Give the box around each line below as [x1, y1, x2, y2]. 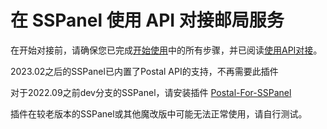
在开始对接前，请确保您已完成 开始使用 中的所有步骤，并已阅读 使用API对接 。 [10, 44, 323, 56]
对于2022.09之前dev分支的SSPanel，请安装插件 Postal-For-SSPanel [10, 86, 292, 98]
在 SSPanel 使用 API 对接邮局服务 [10, 9, 285, 32]
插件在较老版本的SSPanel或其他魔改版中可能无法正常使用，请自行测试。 [10, 107, 308, 120]
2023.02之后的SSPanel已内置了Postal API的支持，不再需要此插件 [10, 65, 279, 77]
